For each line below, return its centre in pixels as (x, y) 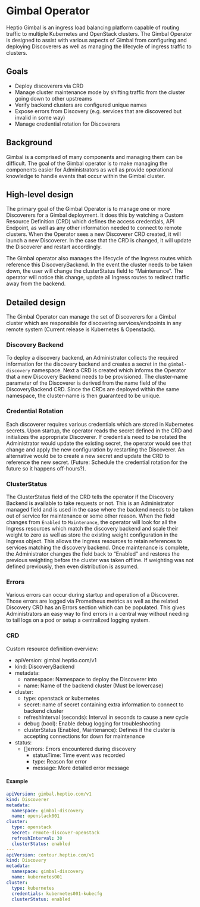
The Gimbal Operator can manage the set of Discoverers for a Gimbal (91, 317)
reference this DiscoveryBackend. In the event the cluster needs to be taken (99, 265)
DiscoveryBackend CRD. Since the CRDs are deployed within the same (93, 389)
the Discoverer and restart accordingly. (54, 247)
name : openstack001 (36, 816)
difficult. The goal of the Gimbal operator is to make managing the (87, 163)
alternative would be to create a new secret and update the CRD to (88, 456)
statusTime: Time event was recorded (79, 755)
